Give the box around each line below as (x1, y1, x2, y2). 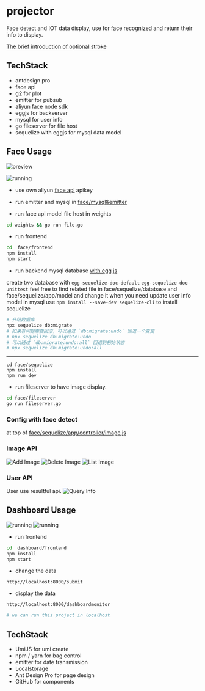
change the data (15, 567, 57, 575)
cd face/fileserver (6, 395, 56, 401)
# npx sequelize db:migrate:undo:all (6, 345, 103, 351)
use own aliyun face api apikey (15, 186, 93, 194)
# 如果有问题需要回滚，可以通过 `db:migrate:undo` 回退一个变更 (6, 328, 155, 334)
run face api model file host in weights (15, 210, 112, 218)
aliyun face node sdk (15, 103, 68, 110)
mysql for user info (15, 115, 63, 123)
